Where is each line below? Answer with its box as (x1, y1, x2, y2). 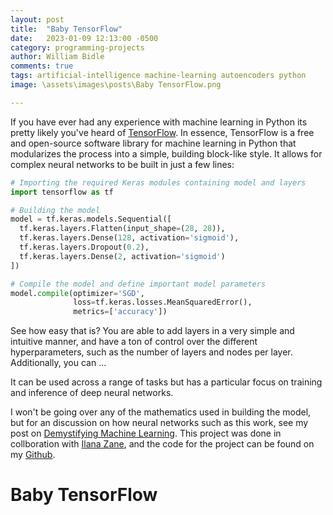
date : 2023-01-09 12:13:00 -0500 (10, 33, 159, 43)
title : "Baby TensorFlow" (10, 24, 123, 34)
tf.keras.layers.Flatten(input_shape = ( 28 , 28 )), (19, 224, 226, 234)
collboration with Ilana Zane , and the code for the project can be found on (10, 438, 315, 450)
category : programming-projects (10, 42, 145, 53)
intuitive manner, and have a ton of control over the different (10, 336, 258, 348)
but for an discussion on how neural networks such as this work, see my (10, 417, 309, 429)
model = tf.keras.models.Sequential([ (10, 214, 172, 225)
